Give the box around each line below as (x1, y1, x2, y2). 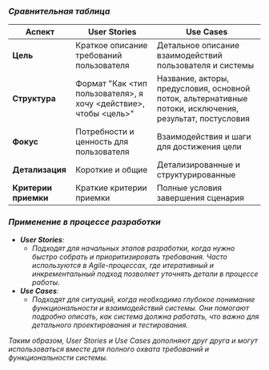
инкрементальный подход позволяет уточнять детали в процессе (31, 269, 259, 279)
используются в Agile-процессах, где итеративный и (31, 260, 215, 270)
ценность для (75, 136, 129, 148)
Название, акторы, (156, 73, 230, 84)
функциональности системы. (8, 352, 108, 362)
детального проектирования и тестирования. (31, 319, 188, 330)
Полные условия (156, 182, 223, 193)
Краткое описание (75, 40, 148, 51)
